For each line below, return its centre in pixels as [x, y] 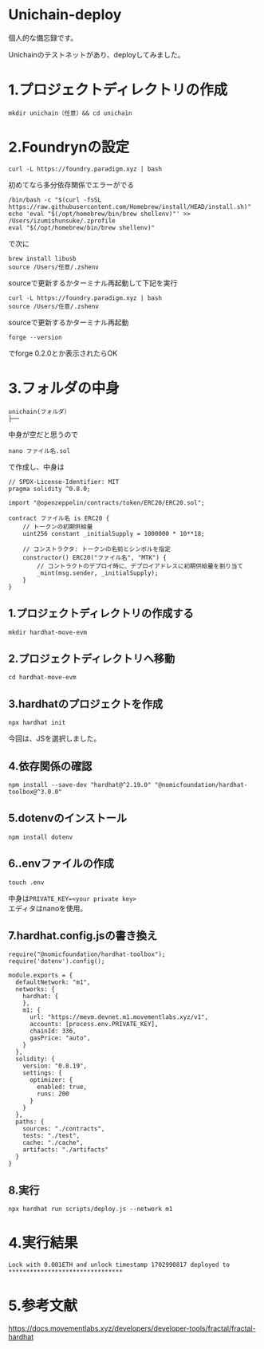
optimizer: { [51, 1080]
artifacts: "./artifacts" [66, 1150]
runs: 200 [53, 1094]
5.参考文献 [43, 1306]
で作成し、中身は [36, 466]
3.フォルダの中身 [64, 388]
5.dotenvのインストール [68, 818]
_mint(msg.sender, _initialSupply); [98, 573]
